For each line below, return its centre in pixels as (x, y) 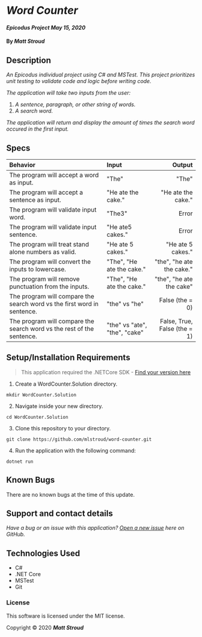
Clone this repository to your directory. (63, 428)
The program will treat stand (49, 244)
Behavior (23, 165)
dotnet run (20, 462)
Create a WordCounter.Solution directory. (66, 384)
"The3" (117, 213)
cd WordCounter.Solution (37, 417)
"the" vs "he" (125, 304)
